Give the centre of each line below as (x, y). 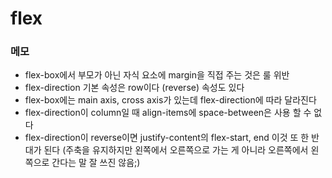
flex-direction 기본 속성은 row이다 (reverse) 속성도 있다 (134, 88)
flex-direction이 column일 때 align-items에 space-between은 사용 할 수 (168, 113)
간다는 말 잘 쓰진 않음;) (96, 163)
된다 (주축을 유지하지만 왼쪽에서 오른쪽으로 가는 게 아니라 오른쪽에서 (176, 150)
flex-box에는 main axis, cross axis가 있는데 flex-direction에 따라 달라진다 (170, 100)
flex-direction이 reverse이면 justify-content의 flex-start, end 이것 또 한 (167, 138)
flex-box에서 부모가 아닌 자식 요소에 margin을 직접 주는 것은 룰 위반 (157, 75)
